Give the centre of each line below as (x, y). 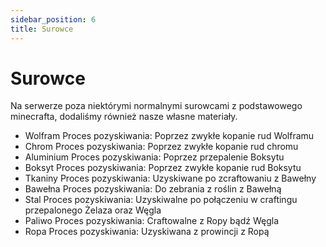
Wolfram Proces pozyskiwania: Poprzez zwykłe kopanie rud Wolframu (169, 136)
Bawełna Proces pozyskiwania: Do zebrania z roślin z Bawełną (153, 189)
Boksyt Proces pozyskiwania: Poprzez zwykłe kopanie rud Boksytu (163, 168)
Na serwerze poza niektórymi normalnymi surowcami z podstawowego (156, 106)
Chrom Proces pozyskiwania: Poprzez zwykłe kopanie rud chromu (161, 147)
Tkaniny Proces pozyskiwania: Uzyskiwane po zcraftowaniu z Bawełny (170, 178)
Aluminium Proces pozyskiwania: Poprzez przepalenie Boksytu (154, 157)
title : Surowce (42, 29)
